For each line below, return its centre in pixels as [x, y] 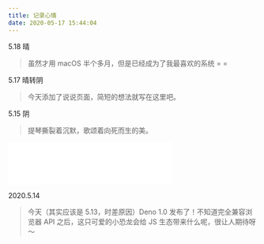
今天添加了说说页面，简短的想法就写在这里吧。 [104, 96]
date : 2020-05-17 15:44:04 [53, 23]
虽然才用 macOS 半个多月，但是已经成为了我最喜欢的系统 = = [127, 63]
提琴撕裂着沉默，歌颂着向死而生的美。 [90, 130]
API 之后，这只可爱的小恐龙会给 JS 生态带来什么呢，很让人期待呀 [149, 221]
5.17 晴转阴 [26, 80]
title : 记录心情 [32, 15]
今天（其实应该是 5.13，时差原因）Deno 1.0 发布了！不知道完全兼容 [136, 212]
